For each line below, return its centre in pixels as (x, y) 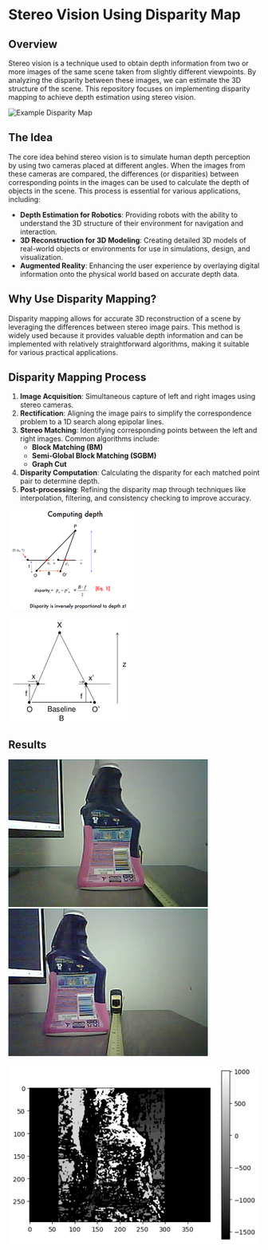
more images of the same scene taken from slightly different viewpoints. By (132, 72)
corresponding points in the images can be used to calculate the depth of (129, 182)
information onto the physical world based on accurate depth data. (129, 274)
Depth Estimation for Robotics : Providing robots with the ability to (128, 215)
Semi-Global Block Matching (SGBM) (94, 455)
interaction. (38, 231)
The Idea (31, 138)
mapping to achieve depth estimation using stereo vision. (102, 97)
